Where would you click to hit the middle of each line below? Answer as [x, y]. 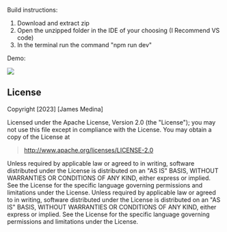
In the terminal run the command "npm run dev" [84, 45]
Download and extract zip [53, 23]
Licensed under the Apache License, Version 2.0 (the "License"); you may [111, 122]
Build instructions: [32, 10]
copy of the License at [39, 137]
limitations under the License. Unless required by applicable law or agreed [112, 192]
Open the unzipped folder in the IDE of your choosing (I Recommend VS [118, 30]
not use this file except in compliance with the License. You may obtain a [109, 129]
